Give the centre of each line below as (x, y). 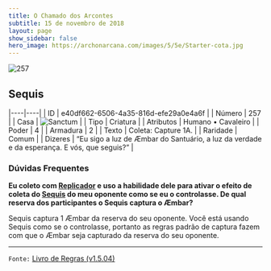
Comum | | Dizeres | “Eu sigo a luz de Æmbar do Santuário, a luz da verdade (135, 138)
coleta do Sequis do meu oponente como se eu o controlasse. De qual (127, 195)
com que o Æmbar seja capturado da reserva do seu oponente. (114, 236)
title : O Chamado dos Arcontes (61, 16)
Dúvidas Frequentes (49, 168)
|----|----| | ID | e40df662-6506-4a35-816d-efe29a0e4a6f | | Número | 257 (135, 113)
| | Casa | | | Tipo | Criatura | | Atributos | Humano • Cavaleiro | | (134, 121)
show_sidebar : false (43, 38)
